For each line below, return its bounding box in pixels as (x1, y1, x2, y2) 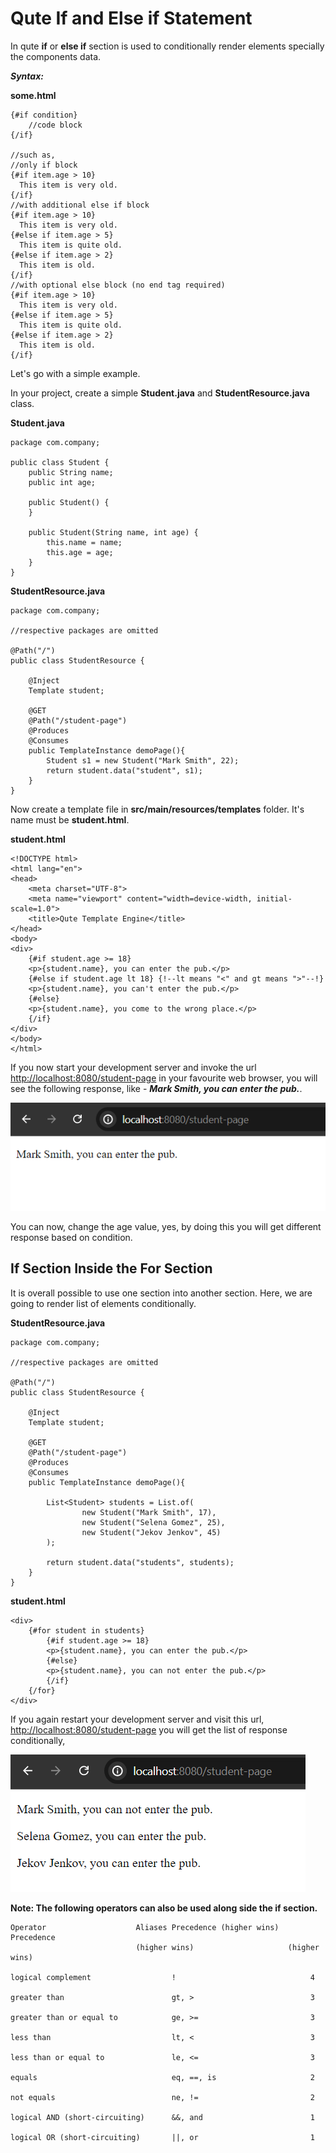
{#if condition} (10, 110, 78, 120)
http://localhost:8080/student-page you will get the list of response (10, 1723, 288, 1736)
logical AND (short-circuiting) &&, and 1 (10, 2112, 315, 2122)
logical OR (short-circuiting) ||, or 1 (10, 2132, 315, 2142)
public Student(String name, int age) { (28, 527, 199, 537)
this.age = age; (46, 547, 114, 557)
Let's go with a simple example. (10, 367, 141, 379)
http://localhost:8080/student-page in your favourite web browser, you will (10, 1072, 318, 1084)
